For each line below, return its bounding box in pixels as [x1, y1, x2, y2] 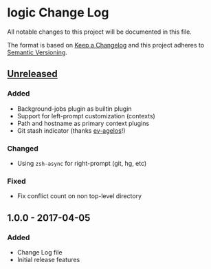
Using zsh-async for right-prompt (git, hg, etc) [16, 159, 147, 167]
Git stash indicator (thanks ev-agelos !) [16, 126, 126, 135]
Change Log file [16, 248, 63, 256]
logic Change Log [7, 5, 109, 21]
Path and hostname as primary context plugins [16, 119, 150, 127]
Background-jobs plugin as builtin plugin [16, 105, 132, 113]
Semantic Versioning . [7, 48, 67, 56]
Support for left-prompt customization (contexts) [16, 111, 156, 120]
